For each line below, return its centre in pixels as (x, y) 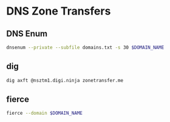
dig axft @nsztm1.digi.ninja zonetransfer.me (65, 80)
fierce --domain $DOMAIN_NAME (45, 114)
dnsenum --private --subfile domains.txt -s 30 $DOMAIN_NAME (85, 47)
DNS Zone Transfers (59, 11)
